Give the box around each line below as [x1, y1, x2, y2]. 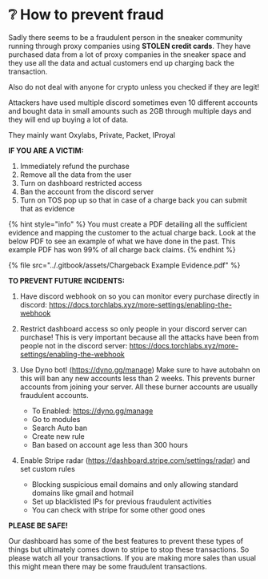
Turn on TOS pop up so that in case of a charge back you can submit [19, 195, 248, 205]
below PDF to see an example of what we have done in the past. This [8, 236, 236, 246]
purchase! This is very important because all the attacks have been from [19, 332, 259, 342]
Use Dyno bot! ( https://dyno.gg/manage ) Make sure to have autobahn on [19, 364, 261, 374]
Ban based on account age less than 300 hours [31, 440, 188, 449]
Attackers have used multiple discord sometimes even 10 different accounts [8, 98, 258, 107]
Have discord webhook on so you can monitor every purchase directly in [19, 291, 260, 301]
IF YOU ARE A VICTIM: [8, 146, 84, 155]
